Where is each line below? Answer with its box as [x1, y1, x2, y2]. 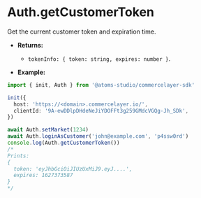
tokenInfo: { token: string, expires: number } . [27, 54, 171, 63]
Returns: [17, 41, 44, 49]
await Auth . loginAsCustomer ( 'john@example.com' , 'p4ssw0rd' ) [7, 133, 189, 140]
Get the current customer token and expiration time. [7, 27, 156, 36]
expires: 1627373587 [13, 172, 73, 179]
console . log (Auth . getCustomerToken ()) [7, 139, 120, 147]
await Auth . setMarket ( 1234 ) [7, 127, 89, 134]
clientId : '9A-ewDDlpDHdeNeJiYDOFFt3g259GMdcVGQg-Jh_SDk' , [13, 107, 189, 114]
